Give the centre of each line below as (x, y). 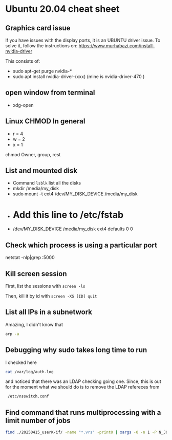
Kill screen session (36, 274)
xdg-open (23, 105)
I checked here (21, 362)
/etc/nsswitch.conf (28, 396)
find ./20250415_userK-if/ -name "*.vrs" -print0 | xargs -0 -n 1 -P (81, 432)
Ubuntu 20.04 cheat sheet (62, 9)
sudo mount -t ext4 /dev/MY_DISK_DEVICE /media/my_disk (75, 194)
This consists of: (23, 61)
